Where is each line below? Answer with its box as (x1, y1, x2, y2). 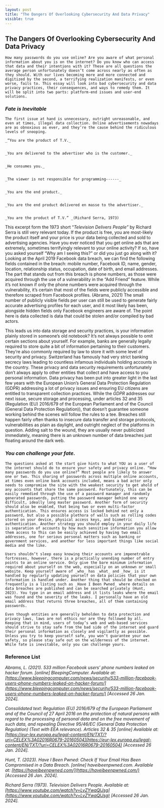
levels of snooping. (5, 129, 47, 134)
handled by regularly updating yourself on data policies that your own (5, 573, 157, 578)
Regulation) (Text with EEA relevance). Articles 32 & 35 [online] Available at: (5, 726, 159, 732)
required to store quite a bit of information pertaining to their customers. (5, 343, 150, 349)
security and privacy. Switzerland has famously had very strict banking (5, 354, 148, 360)
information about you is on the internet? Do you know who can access (5, 60, 154, 64)
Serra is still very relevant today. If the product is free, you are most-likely (5, 229, 153, 235)
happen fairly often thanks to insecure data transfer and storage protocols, (5, 417, 156, 423)
